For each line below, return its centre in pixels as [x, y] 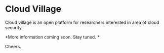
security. [14, 27]
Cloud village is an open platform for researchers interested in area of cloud [82, 22]
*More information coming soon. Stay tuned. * [52, 37]
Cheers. [13, 46]
